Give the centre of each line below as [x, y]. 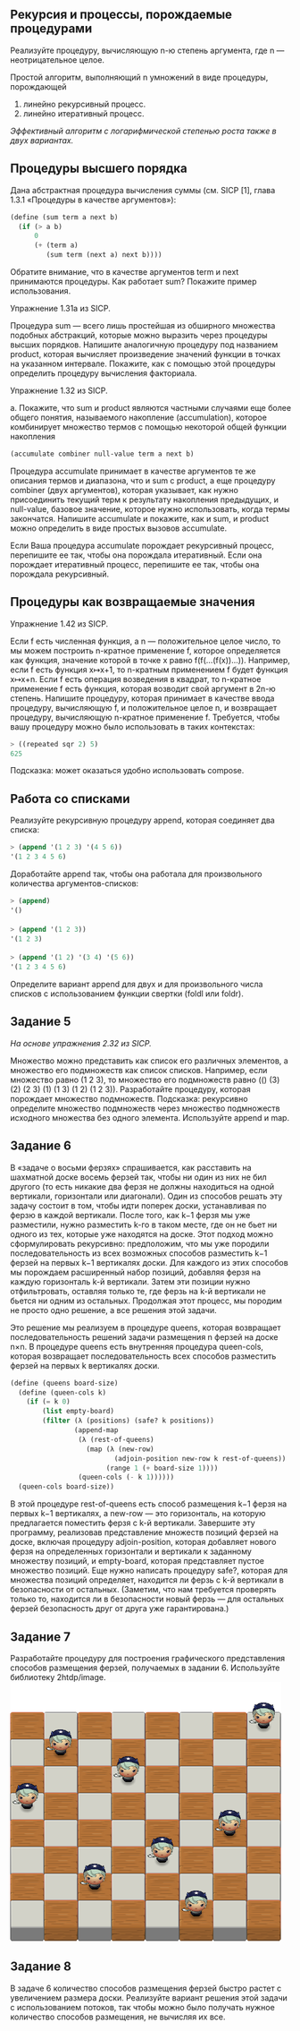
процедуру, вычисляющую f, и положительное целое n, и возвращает [144, 707]
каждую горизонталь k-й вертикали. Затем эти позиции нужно [130, 1281]
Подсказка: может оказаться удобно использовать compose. [127, 771]
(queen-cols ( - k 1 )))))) [126, 1477]
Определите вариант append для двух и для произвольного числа [137, 984]
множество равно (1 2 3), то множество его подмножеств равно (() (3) [145, 1080]
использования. [41, 291]
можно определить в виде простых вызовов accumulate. [119, 528]
